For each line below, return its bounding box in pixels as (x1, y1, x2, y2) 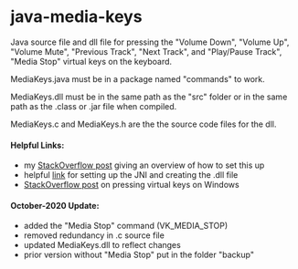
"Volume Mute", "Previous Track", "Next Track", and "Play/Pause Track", (10, 46, 282, 57)
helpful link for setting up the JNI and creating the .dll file (23, 170, 239, 181)
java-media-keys (10, 6, 143, 27)
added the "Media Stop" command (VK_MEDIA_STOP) (23, 221, 229, 232)
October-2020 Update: (10, 200, 100, 211)
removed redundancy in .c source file (23, 230, 165, 241)
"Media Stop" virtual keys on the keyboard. (10, 56, 173, 67)
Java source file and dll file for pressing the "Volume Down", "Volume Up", (10, 36, 290, 47)
